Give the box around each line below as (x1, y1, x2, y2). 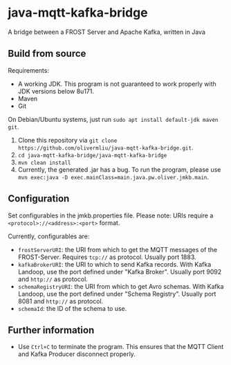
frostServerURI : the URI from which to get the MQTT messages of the (17, 245, 217, 253)
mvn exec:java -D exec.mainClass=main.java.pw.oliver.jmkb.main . (17, 172, 210, 181)
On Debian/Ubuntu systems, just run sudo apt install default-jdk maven (8, 115, 219, 123)
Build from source (8, 48, 86, 60)
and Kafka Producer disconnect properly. (17, 350, 136, 358)
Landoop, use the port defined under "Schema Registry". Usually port (17, 290, 216, 298)
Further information (8, 324, 95, 336)
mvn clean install (17, 159, 71, 166)
